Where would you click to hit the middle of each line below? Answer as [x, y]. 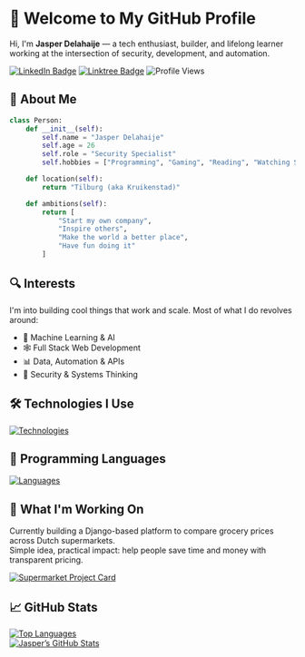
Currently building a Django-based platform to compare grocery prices [142, 531]
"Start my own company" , [105, 221]
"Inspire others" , [93, 229]
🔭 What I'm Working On [77, 509]
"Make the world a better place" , [123, 238]
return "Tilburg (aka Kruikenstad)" [111, 187]
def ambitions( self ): [66, 203]
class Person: [36, 120]
